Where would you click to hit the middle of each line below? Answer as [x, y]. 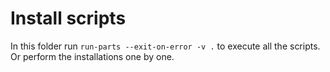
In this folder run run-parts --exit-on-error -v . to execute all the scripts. [165, 46]
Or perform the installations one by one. [92, 56]
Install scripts [68, 18]
